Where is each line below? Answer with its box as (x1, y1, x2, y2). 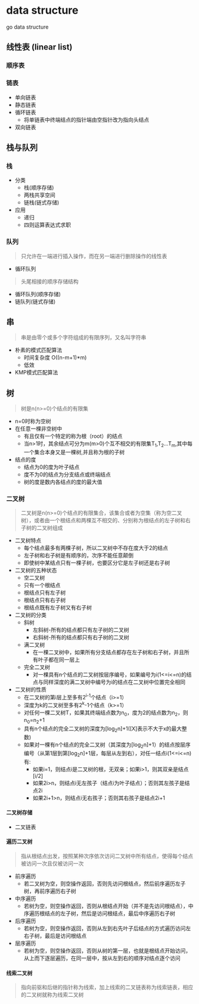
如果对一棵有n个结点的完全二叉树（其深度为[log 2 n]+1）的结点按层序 (23, 740, 191, 749)
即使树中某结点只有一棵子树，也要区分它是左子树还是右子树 (23, 559, 170, 566)
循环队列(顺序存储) (14, 290, 61, 298)
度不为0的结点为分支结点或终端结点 (23, 470, 111, 478)
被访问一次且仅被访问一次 (20, 860, 84, 867)
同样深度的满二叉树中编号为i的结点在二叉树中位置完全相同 (43, 678, 186, 686)
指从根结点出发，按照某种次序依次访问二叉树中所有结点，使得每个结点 (20, 852, 194, 859)
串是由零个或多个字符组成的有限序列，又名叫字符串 (20, 334, 147, 341)
